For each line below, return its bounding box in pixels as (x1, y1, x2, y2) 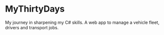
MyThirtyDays (5, 3, 65, 15)
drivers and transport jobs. (5, 24, 59, 30)
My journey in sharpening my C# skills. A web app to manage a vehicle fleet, (5, 19, 160, 25)
